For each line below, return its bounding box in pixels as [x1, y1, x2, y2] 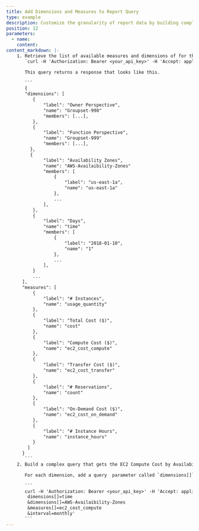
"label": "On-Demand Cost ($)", [43, 406, 123, 412]
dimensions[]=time [27, 494, 73, 500]
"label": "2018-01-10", [64, 240, 123, 246]
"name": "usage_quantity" [43, 301, 108, 307]
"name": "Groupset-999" [43, 135, 102, 142]
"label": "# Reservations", [43, 384, 113, 390]
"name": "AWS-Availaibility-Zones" [43, 163, 131, 169]
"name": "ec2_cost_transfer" [43, 367, 115, 373]
